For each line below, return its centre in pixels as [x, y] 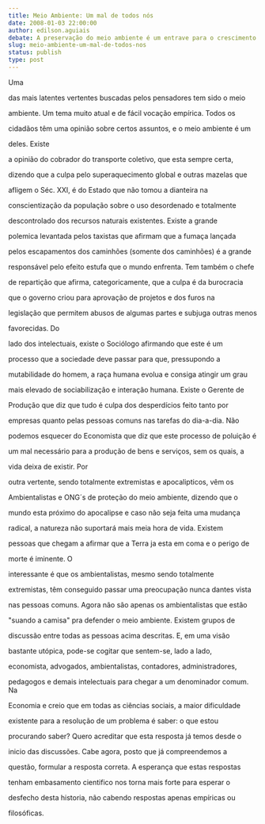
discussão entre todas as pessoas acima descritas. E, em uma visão [119, 635]
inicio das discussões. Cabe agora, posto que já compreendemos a [118, 751]
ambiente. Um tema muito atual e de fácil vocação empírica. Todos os [122, 113]
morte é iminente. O [40, 558]
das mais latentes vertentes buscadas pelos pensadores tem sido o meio [127, 98]
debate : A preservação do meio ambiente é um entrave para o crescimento [132, 38]
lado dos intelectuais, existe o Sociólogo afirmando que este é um [115, 343]
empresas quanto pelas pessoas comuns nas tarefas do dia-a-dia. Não [124, 420]
